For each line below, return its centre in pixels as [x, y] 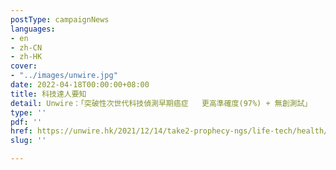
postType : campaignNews [60, 19]
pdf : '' [26, 122]
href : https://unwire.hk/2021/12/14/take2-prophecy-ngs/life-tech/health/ [169, 131]
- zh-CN [26, 47]
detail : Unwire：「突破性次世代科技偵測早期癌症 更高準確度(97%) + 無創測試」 [161, 103]
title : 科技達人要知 [48, 94]
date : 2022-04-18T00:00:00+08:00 [80, 85]
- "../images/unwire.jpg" [64, 76]
